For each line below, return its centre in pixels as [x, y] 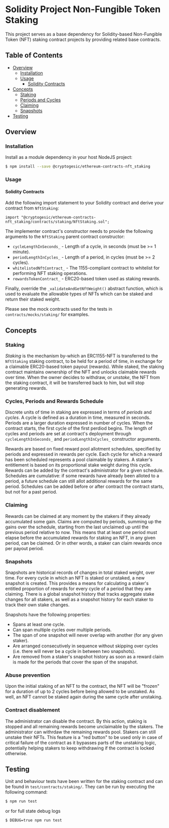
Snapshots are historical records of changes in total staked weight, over [80, 572]
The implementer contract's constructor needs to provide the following [79, 231]
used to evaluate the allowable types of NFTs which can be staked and [79, 294]
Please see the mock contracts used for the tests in [59, 309]
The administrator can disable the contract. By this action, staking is [76, 721]
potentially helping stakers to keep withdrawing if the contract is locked [80, 748]
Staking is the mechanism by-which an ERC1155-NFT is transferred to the [82, 356]
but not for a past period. [31, 492]
